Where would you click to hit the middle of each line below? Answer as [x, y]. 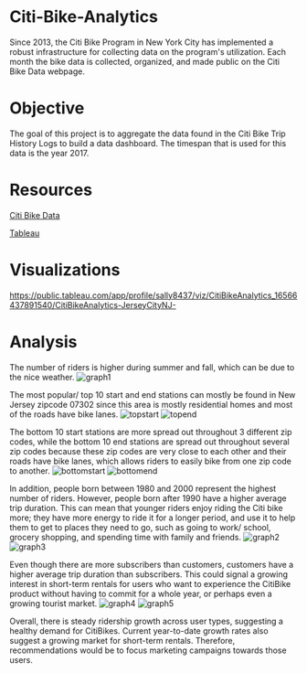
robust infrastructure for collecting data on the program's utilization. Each [148, 51]
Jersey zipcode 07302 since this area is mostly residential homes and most [151, 404]
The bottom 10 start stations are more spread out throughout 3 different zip [151, 432]
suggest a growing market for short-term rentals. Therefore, [122, 640]
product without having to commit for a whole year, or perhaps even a [141, 593]
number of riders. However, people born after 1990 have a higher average [148, 498]
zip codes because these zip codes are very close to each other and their [148, 451]
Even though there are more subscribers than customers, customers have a [152, 564]
